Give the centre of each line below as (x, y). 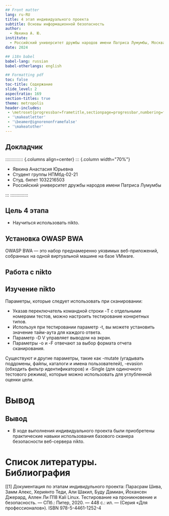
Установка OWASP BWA (45, 238)
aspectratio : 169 (23, 94)
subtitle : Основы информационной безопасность (55, 24)
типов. (19, 322)
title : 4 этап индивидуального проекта (47, 19)
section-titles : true (28, 98)
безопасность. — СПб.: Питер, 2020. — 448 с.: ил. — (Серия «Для (76, 503)
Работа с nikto (28, 272)
